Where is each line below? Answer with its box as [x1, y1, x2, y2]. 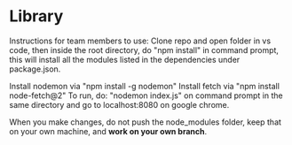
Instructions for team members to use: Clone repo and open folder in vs [9, 35, 272, 46]
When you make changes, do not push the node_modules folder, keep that [9, 117, 282, 127]
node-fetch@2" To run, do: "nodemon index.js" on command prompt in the [9, 90, 283, 101]
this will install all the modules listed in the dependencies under [9, 54, 241, 65]
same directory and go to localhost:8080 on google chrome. [9, 99, 230, 110]
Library [9, 6, 64, 27]
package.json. [9, 64, 61, 74]
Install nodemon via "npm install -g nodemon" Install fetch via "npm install [9, 80, 280, 91]
